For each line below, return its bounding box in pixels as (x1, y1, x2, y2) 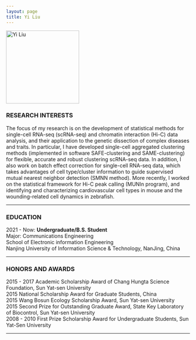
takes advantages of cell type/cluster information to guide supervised (6, 168, 174, 175)
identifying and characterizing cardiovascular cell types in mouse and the (6, 186, 183, 193)
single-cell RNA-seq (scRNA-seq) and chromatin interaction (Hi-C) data (6, 131, 178, 138)
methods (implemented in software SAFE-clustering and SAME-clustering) (6, 150, 185, 157)
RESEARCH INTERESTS (6, 112, 73, 120)
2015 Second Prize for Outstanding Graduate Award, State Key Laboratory (6, 303, 184, 310)
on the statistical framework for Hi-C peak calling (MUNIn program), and (6, 181, 180, 188)
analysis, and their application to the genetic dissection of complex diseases (6, 137, 190, 144)
